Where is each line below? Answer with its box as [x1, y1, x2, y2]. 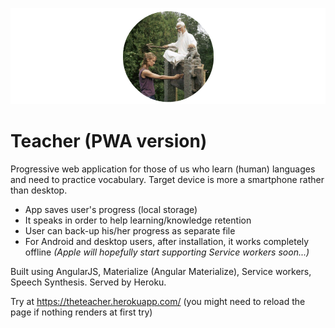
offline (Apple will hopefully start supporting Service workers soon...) [24, 246, 310, 258]
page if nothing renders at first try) [10, 306, 153, 318]
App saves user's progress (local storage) [24, 204, 198, 216]
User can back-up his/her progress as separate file [24, 225, 236, 237]
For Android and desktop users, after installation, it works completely [24, 236, 310, 248]
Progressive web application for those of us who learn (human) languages [10, 163, 316, 175]
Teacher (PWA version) [10, 130, 208, 153]
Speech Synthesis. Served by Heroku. [10, 276, 167, 288]
